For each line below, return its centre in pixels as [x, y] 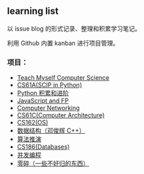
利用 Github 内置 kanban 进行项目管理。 [63, 43]
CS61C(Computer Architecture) [61, 115]
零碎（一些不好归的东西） [53, 164]
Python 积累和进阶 [43, 93]
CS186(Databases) [43, 147]
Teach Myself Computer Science [63, 78]
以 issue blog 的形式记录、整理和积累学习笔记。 [74, 28]
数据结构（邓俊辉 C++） [51, 131]
